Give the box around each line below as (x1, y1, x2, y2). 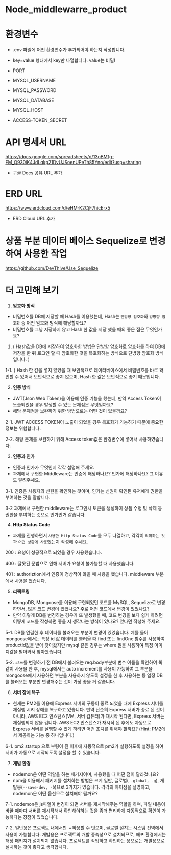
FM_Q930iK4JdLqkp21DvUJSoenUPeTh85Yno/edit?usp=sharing (5, 159, 141, 166)
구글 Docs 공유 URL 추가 (12, 170, 63, 176)
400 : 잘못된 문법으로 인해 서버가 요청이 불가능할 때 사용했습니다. (5, 560, 135, 566)
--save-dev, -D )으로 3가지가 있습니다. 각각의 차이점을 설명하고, (22, 783, 151, 790)
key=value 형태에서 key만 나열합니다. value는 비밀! (12, 57, 116, 63)
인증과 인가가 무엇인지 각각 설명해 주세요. (12, 464, 95, 470)
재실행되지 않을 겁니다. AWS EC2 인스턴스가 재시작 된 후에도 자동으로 (12, 719, 152, 725)
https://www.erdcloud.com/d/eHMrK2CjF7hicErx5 (5, 205, 111, 211)
